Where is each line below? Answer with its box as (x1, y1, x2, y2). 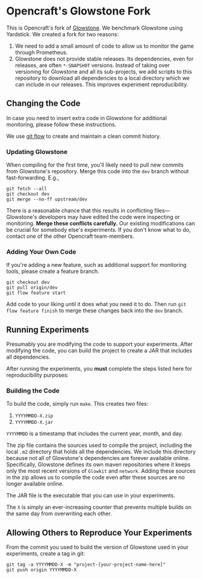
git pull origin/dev (6, 285, 58, 291)
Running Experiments (6, 324, 89, 334)
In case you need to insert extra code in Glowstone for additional (6, 114, 167, 121)
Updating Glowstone (6, 147, 68, 156)
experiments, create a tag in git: (6, 550, 86, 557)
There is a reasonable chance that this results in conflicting (6, 207, 153, 214)
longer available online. (6, 480, 64, 487)
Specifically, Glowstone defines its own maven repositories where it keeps (6, 461, 191, 469)
